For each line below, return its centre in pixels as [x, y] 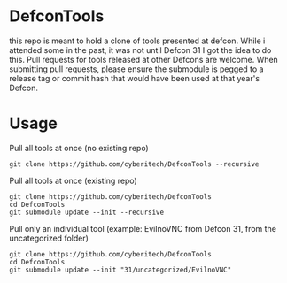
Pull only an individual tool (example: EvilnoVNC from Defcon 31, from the [143, 228]
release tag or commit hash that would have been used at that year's [134, 78]
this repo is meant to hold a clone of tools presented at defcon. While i [137, 41]
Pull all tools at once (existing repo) [73, 180]
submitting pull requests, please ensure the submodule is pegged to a [136, 69]
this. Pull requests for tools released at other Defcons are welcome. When [144, 59]
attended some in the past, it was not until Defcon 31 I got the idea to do [140, 50]
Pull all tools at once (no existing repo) [79, 148]
